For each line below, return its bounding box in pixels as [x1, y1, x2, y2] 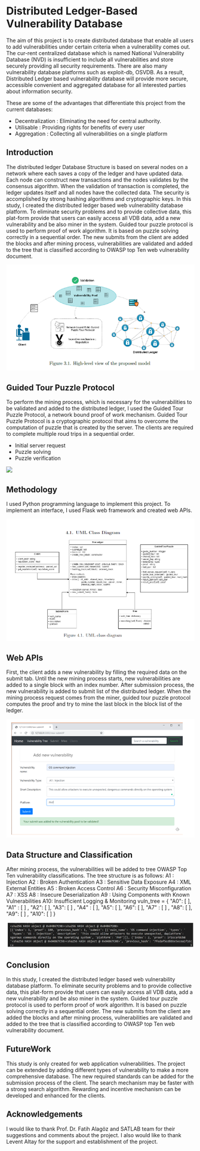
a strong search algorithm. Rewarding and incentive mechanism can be [6, 1085, 181, 1092]
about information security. [6, 88, 73, 95]
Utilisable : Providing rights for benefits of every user [14, 123, 145, 131]
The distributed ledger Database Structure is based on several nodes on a [6, 163, 188, 170]
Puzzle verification [14, 454, 61, 462]
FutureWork [6, 1044, 51, 1054]
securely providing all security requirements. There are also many [6, 62, 168, 70]
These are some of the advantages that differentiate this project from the [6, 99, 186, 106]
